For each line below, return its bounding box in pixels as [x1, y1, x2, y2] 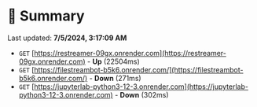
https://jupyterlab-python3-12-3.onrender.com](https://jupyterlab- [34, 82, 249, 91]
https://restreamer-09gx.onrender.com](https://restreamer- [34, 48, 227, 57]
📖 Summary [7, 7, 85, 25]
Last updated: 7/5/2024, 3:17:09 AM [7, 33, 127, 42]
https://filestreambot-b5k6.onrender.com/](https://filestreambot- [34, 65, 244, 74]
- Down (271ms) [89, 73, 142, 83]
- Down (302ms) [114, 90, 170, 99]
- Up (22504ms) [86, 57, 141, 66]
